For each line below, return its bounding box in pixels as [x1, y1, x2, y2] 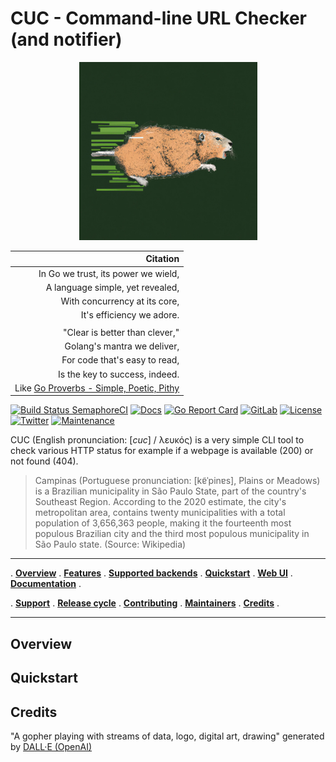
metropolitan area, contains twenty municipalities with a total [34, 507, 286, 519]
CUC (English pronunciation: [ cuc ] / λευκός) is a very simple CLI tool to [10, 434, 305, 446]
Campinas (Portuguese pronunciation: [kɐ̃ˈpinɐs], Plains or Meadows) [34, 475, 321, 487]
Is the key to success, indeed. [57, 368, 180, 380]
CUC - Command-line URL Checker [10, 7, 307, 30]
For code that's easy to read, [61, 354, 180, 366]
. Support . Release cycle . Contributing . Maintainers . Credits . [10, 597, 280, 609]
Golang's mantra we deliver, [64, 340, 180, 352]
